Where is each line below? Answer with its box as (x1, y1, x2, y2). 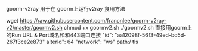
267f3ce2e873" (6, 38, 45, 45)
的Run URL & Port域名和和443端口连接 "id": (6, 31, 113, 39)
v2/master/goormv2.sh (6, 24, 63, 31)
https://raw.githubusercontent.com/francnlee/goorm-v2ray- (20, 17, 167, 24)
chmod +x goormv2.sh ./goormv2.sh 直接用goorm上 (63, 24, 193, 31)
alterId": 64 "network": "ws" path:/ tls (46, 38, 138, 45)
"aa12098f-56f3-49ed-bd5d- (114, 31, 187, 39)
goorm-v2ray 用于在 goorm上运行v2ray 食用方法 (6, 5, 125, 12)
